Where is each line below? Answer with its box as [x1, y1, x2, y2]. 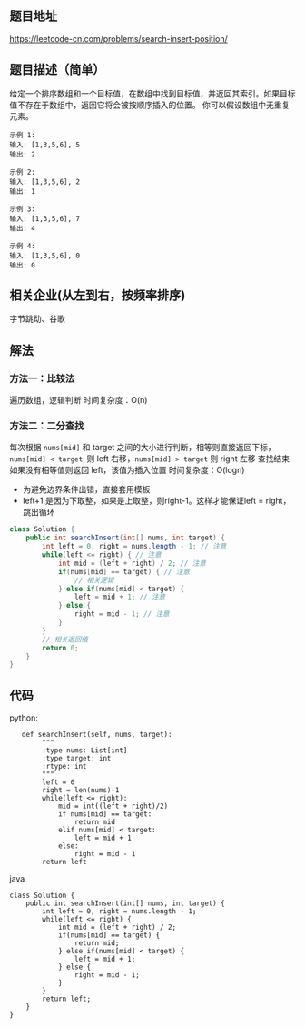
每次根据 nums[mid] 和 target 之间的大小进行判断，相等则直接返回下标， [9, 442, 277, 453]
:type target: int [42, 754, 112, 763]
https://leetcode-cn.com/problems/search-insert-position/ [9, 33, 229, 44]
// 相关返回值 [42, 635, 89, 644]
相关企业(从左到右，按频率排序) [9, 287, 186, 303]
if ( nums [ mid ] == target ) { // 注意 [57, 567, 191, 576]
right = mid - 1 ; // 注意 [74, 610, 170, 619]
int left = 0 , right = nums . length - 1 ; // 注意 [42, 542, 227, 551]
